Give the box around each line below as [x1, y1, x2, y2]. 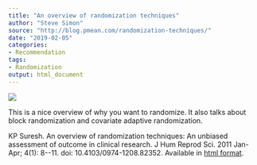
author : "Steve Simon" [8, 19, 84, 27]
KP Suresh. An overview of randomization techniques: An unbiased [8, 131, 228, 140]
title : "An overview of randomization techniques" [8, 11, 180, 20]
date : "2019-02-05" [8, 33, 73, 42]
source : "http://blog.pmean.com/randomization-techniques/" [8, 26, 212, 34]
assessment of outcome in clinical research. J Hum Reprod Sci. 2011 [8, 140, 232, 149]
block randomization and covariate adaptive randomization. [8, 116, 203, 125]
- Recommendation [8, 48, 66, 56]
